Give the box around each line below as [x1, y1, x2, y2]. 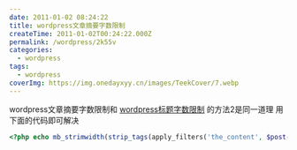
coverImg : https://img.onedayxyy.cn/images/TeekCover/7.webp [9, 79, 240, 87]
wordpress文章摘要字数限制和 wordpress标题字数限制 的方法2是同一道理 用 [9, 103, 284, 115]
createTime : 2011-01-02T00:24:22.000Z [9, 29, 152, 38]
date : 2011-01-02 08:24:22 [9, 12, 109, 22]
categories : [9, 46, 53, 55]
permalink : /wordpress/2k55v [9, 37, 117, 47]
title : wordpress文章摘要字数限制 [9, 21, 126, 30]
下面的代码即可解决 [9, 115, 80, 125]
